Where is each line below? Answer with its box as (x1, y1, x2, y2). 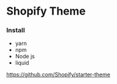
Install (6, 26, 26, 35)
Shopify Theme (6, 4, 86, 18)
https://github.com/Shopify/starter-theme (6, 71, 111, 79)
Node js (15, 53, 35, 60)
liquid (15, 59, 29, 66)
